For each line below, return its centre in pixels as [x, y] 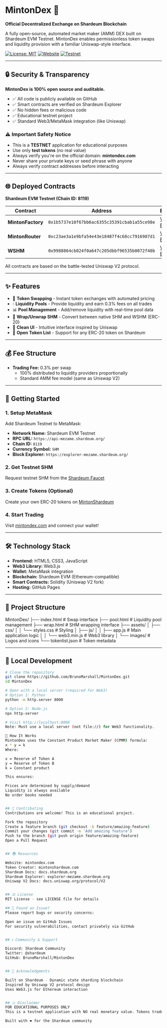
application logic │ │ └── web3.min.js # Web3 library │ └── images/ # [78, 635]
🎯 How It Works [21, 736]
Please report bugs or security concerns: [50, 913]
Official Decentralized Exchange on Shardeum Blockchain [66, 24]
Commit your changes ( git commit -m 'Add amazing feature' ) [69, 831]
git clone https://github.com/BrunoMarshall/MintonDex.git [68, 677]
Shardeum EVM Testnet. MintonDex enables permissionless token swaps [80, 39]
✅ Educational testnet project [42, 115]
